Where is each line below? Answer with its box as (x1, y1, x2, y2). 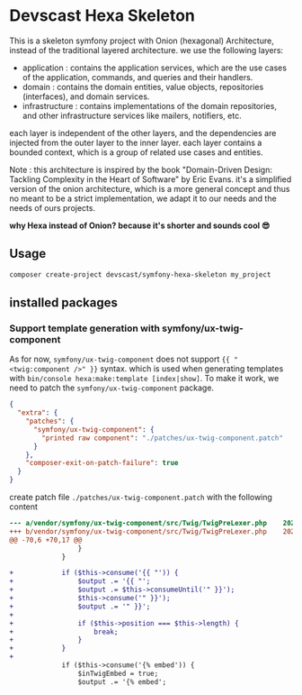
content (9, 501, 39, 512)
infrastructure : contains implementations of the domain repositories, (22, 100, 277, 111)
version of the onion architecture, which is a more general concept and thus (9, 183, 290, 194)
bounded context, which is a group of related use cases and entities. (9, 146, 263, 158)
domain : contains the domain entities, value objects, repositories (22, 81, 264, 92)
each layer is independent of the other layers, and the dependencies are (9, 127, 277, 138)
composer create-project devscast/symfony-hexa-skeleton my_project (9, 270, 271, 279)
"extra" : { (17, 408, 58, 417)
